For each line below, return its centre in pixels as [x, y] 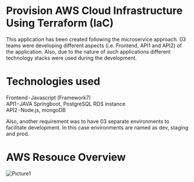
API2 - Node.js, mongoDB [36, 110]
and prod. [18, 134]
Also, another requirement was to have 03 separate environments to [88, 121]
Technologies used [53, 81]
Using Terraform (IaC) [60, 23]
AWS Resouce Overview [66, 157]
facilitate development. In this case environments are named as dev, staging [97, 127]
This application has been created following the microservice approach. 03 [96, 39]
